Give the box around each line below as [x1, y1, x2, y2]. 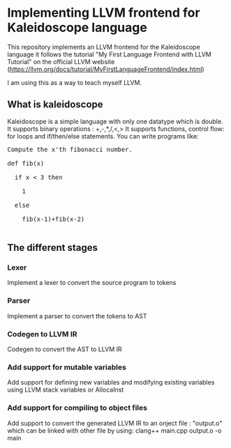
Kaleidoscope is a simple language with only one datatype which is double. [7, 117, 223, 125]
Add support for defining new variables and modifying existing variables [7, 378, 215, 387]
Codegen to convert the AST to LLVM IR [7, 345, 122, 353]
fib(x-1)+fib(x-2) [22, 215, 85, 223]
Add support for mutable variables [7, 362, 127, 372]
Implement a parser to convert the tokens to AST [7, 311, 148, 320]
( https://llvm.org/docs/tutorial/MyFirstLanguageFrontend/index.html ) [7, 65, 204, 73]
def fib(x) [7, 159, 45, 167]
